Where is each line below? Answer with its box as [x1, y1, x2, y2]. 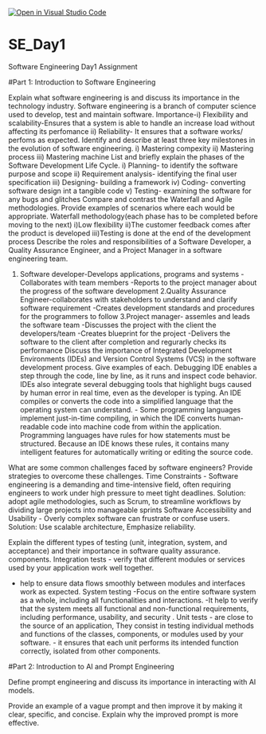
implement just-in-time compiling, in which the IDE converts [19, 413, 217, 423]
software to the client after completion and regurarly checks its [19, 337, 227, 346]
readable [19, 421, 49, 431]
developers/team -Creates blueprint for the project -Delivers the [19, 328, 231, 338]
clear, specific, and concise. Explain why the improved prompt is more [8, 709, 239, 719]
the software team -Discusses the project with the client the [19, 320, 217, 330]
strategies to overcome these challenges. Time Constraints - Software [8, 471, 239, 480]
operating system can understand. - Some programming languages [19, 404, 241, 414]
